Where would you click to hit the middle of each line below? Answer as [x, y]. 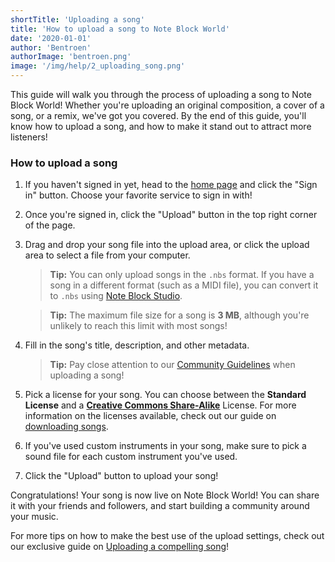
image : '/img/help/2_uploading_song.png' [98, 66]
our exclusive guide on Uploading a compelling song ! [120, 547]
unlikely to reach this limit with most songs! [138, 326]
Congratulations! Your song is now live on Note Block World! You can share [165, 495]
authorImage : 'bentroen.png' [71, 57]
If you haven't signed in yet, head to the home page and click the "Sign [171, 185]
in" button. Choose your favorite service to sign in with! [138, 195]
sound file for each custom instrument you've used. [131, 457]
